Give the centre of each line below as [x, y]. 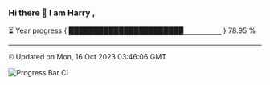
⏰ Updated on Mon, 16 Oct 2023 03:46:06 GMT [88, 57]
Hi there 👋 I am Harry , [52, 13]
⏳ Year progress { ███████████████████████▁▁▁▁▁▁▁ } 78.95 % [132, 30]
